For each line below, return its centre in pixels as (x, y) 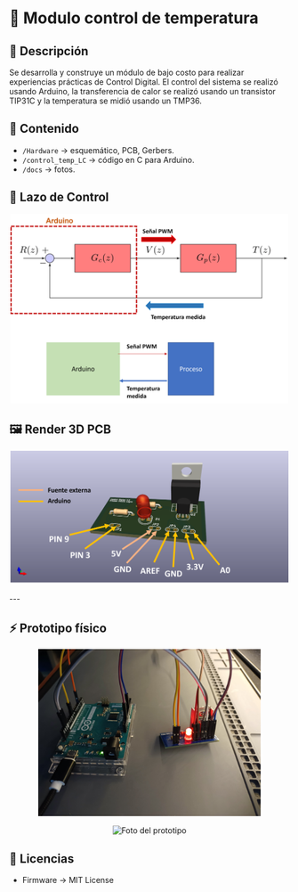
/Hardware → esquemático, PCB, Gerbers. (98, 150)
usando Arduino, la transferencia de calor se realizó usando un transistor (142, 91)
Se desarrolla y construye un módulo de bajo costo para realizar (127, 72)
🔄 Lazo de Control (59, 197)
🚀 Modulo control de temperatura (134, 18)
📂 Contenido (44, 129)
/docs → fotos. (48, 169)
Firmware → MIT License (68, 880)
